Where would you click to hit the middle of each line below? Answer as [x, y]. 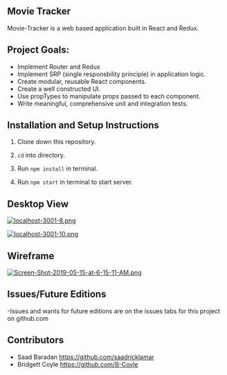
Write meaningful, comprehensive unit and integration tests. [102, 103]
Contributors [36, 340]
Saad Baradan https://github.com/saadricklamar [85, 357]
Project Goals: [38, 50]
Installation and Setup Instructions [83, 125]
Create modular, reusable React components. [82, 81]
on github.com [28, 318]
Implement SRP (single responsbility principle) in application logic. [111, 74]
